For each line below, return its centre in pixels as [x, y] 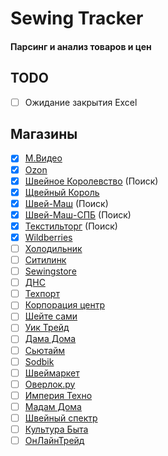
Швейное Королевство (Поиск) [91, 181]
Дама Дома [50, 339]
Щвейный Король [62, 192]
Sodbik [39, 361]
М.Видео [43, 158]
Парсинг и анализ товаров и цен [81, 46]
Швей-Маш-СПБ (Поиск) [78, 214]
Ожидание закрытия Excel [81, 102]
